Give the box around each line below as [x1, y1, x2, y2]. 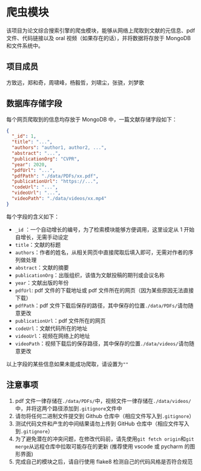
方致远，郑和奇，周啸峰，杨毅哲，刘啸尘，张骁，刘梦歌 [6, 78, 144, 86]
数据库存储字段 [6, 98, 62, 109]
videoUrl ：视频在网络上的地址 [15, 332, 91, 339]
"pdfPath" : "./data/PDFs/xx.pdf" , [12, 173, 99, 179]
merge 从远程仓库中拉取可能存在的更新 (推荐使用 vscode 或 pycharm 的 [15, 442, 190, 450]
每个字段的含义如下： [6, 213, 59, 220]
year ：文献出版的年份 [15, 279, 69, 286]
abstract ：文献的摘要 [15, 264, 70, 271]
